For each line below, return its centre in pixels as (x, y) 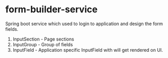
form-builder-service (51, 9)
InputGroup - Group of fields (43, 44)
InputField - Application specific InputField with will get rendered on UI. (88, 50)
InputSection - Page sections (43, 39)
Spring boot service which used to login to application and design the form (84, 24)
